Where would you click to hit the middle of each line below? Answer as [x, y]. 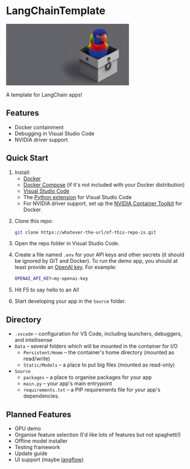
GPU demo [27, 428]
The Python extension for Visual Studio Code [77, 197]
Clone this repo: [34, 221]
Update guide [31, 453]
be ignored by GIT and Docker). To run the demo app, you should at [96, 261]
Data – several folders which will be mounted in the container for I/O [96, 346]
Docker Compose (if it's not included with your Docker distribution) [104, 184]
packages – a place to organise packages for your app [87, 377]
